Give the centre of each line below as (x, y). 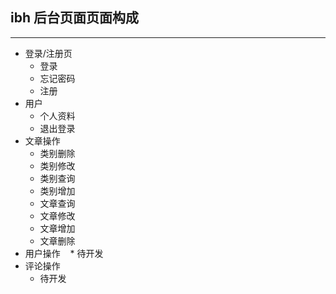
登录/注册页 (48, 53)
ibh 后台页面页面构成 (74, 18)
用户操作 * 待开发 (64, 253)
